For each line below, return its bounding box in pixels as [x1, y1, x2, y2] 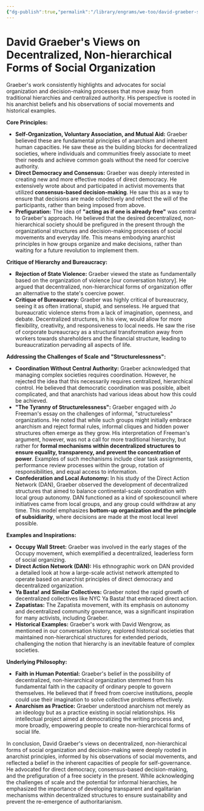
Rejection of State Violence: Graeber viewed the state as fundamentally [15, 270, 196, 277]
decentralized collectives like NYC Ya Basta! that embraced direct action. [15, 595, 198, 602]
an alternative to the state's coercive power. [15, 289, 125, 296]
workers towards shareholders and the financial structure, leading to [15, 335, 186, 342]
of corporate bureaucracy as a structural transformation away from [15, 328, 183, 335]
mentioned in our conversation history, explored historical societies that [15, 627, 194, 634]
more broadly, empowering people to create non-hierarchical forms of [15, 721, 191, 729]
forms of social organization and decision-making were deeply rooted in [6, 746, 187, 753]
